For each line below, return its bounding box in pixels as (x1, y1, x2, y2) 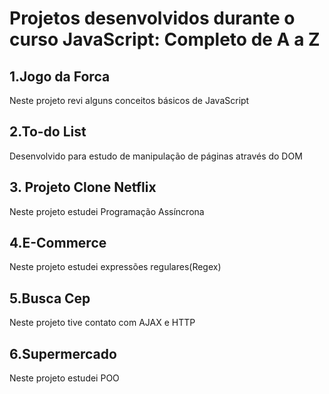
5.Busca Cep (9, 290, 91, 307)
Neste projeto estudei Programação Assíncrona (9, 205, 205, 217)
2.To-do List (9, 123, 87, 141)
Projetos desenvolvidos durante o (9, 7, 296, 30)
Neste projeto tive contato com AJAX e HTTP (9, 317, 196, 329)
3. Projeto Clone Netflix (9, 179, 157, 196)
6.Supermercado (9, 345, 117, 362)
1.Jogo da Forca (9, 68, 111, 85)
